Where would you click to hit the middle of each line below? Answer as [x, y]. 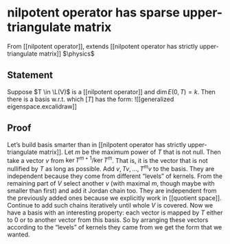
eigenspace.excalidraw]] [42, 106]
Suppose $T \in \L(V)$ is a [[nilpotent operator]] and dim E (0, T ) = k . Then [112, 91]
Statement [30, 75]
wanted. [19, 234]
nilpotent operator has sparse [93, 13]
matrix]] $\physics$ [67, 54]
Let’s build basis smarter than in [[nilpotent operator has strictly [97, 144]
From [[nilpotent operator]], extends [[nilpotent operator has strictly [103, 46]
